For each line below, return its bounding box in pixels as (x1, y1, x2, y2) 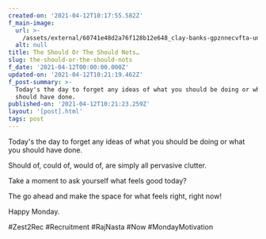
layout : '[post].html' (8, 108, 83, 116)
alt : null (15, 41, 47, 49)
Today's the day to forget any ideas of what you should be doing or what (8, 137, 245, 146)
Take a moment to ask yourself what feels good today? (8, 175, 188, 185)
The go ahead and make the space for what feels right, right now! (8, 191, 222, 201)
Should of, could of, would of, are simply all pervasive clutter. (8, 160, 207, 170)
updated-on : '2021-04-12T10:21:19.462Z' (8, 71, 144, 79)
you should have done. (8, 145, 83, 155)
